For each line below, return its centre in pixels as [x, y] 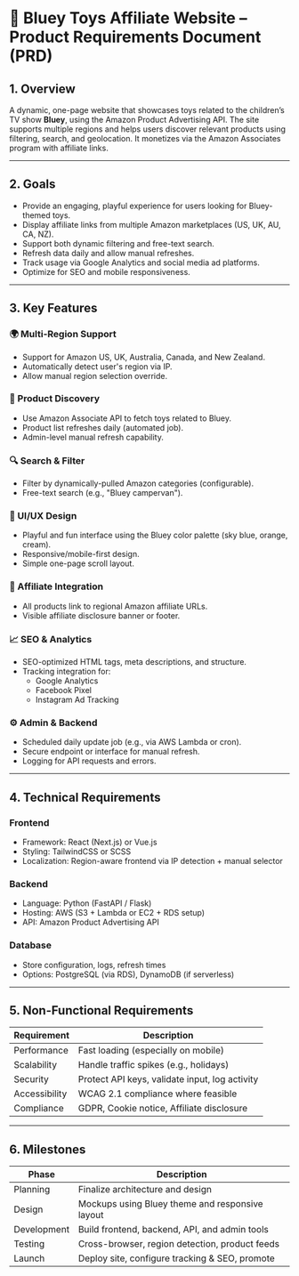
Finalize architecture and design [145, 1190]
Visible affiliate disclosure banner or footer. [101, 615]
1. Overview [42, 89]
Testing [29, 1244]
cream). [36, 545]
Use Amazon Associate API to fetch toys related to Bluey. [127, 418]
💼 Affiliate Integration [57, 586]
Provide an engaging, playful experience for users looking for [134, 206]
